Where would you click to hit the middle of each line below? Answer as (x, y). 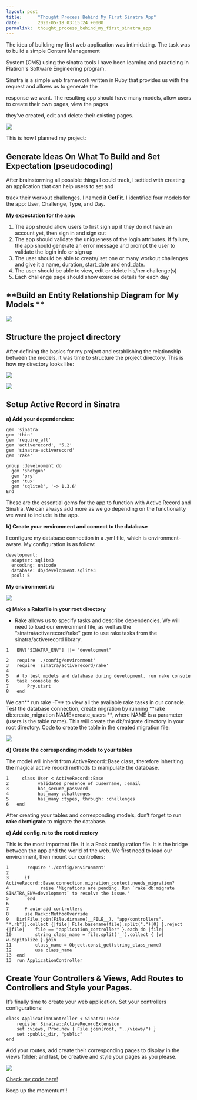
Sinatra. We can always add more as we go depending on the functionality (96, 508)
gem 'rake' (19, 455)
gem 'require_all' (29, 440)
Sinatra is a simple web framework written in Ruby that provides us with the (98, 80)
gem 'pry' (23, 476)
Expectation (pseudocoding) (60, 166)
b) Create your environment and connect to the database (77, 526)
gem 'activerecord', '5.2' (39, 445)
